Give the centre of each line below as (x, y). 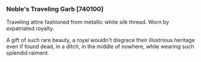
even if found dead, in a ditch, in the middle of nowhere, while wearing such (100, 46)
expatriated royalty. (30, 28)
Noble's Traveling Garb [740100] (55, 9)
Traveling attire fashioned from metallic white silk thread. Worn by (88, 22)
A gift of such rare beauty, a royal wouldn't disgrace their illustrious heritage (100, 40)
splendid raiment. (28, 53)
